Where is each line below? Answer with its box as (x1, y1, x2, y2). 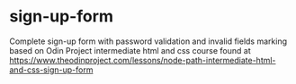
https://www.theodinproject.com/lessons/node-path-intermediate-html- (9, 55, 276, 65)
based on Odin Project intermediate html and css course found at (9, 45, 252, 55)
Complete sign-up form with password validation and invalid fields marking (9, 36, 288, 46)
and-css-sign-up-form (9, 64, 94, 75)
